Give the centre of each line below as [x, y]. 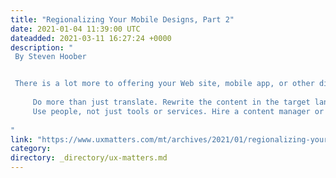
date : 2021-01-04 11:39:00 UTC [75, 29]
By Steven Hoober [50, 57]
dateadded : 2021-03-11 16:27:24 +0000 [91, 38]
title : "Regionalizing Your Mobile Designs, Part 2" [122, 19]
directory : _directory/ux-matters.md [89, 158]
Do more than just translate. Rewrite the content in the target [171, 102]
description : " [42, 47]
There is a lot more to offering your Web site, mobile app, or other [164, 84]
